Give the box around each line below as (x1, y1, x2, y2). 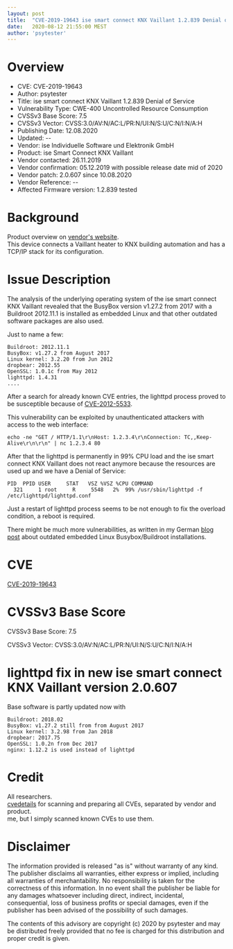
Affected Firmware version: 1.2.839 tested (17, 185, 137, 194)
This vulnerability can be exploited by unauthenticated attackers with (7, 413, 205, 422)
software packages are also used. (7, 317, 104, 325)
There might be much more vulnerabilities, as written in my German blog (7, 525, 214, 534)
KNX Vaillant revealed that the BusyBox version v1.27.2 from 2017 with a (7, 302, 213, 311)
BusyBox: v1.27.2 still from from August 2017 (7, 722, 144, 729)
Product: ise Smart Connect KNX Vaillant (17, 148, 134, 157)
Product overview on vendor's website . (7, 233, 119, 241)
